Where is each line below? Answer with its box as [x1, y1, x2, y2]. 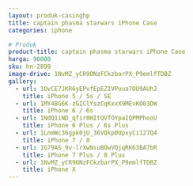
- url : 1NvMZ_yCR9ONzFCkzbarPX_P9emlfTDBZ [15, 158, 157, 166]
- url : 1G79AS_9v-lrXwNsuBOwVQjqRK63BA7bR [15, 143, 157, 151]
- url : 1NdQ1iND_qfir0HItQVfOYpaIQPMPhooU [15, 114, 157, 123]
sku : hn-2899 [8, 63, 51, 71]
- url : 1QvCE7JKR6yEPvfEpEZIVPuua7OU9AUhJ [15, 85, 157, 93]
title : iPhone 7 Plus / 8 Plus [22, 151, 126, 159]
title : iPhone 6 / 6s [22, 107, 93, 115]
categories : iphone [8, 26, 73, 34]
